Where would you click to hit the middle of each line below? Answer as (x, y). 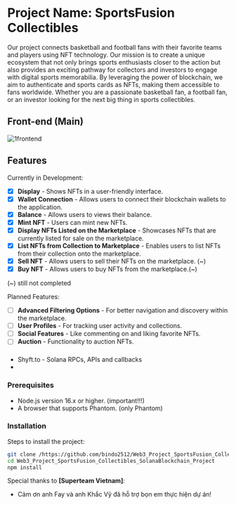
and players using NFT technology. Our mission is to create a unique (106, 55)
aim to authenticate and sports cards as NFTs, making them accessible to (113, 84)
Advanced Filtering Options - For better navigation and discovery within (123, 310)
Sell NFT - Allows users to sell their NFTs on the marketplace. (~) (112, 261)
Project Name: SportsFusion (91, 13)
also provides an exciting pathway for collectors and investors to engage (112, 70)
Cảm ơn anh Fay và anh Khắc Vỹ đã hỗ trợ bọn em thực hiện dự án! (114, 494)
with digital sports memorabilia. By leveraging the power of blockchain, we (115, 77)
